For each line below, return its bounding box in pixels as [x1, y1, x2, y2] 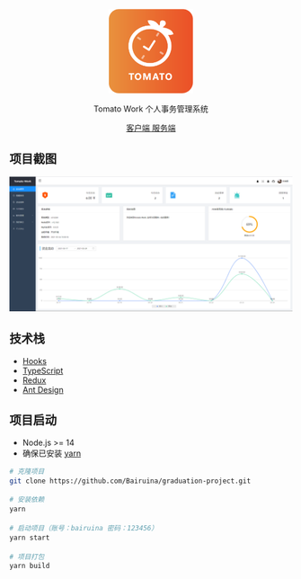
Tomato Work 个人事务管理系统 [93, 103, 208, 114]
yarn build [9, 562, 50, 571]
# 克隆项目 [9, 467, 45, 476]
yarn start [9, 533, 50, 542]
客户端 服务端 [126, 122, 176, 133]
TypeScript [22, 365, 64, 376]
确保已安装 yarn [22, 448, 82, 459]
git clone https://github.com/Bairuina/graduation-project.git [9, 477, 252, 485]
